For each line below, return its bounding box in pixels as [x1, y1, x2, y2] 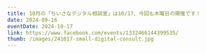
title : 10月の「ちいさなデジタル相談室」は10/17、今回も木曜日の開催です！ [7, 10, 201, 17]
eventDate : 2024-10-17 [7, 23, 73, 30]
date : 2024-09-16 [7, 17, 58, 23]
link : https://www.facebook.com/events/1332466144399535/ [7, 29, 179, 36]
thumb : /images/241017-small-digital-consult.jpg [7, 36, 154, 43]
